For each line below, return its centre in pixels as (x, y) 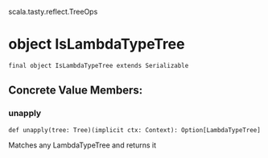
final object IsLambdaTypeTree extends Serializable (99, 65)
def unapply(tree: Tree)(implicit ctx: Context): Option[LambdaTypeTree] (135, 130)
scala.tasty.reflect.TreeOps (53, 12)
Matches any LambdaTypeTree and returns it (82, 145)
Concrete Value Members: (76, 91)
